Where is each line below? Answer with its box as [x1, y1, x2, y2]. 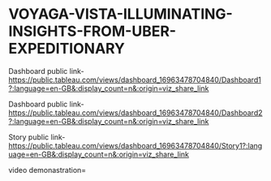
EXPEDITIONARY [8, 40, 126, 58]
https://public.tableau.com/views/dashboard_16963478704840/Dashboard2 [8, 107, 263, 118]
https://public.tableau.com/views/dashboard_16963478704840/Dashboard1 [8, 75, 261, 84]
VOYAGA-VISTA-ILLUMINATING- [8, 5, 233, 24]
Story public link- [8, 131, 66, 142]
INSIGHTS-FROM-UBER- [8, 22, 177, 41]
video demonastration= [8, 165, 87, 175]
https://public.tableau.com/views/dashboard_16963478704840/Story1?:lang [8, 140, 263, 150]
